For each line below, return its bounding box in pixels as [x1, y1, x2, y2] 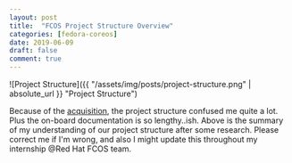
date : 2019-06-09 [9, 37, 74, 47]
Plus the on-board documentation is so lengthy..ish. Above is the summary [9, 115, 284, 126]
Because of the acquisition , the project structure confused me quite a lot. [9, 106, 279, 116]
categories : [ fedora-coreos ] [9, 29, 118, 38]
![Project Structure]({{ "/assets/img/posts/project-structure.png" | [9, 79, 252, 89]
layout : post [9, 12, 58, 22]
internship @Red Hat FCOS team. [9, 143, 132, 154]
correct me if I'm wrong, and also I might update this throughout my [9, 134, 258, 144]
